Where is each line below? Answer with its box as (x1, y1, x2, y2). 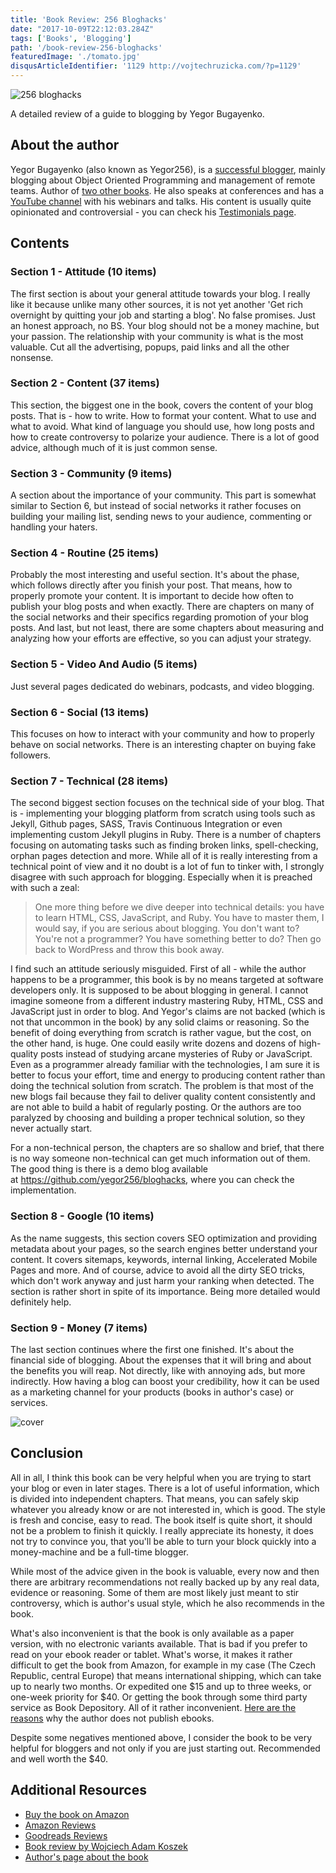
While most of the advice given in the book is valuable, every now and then (10, 1565, 320, 1577)
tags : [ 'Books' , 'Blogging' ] (10, 33, 132, 43)
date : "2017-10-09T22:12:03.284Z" (10, 24, 155, 34)
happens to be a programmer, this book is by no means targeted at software (10, 974, 324, 986)
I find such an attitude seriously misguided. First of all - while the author (10, 963, 307, 975)
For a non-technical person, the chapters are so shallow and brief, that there (10, 1142, 325, 1154)
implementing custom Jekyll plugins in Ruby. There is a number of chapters (10, 829, 322, 841)
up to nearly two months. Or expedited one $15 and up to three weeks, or (10, 1680, 312, 1692)
